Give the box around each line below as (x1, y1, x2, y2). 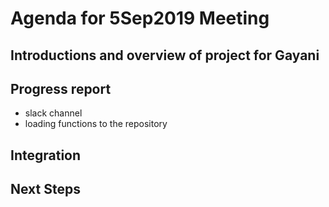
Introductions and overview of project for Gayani (10, 47, 320, 64)
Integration (10, 147, 82, 164)
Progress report (10, 80, 112, 97)
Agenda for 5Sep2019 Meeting (10, 7, 270, 30)
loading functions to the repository (24, 118, 168, 130)
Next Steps (10, 181, 81, 198)
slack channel (24, 107, 83, 119)
